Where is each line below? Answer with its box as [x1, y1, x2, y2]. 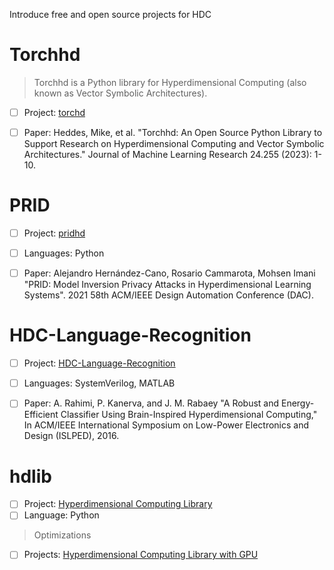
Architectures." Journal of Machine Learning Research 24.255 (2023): [23, 149, 312, 161]
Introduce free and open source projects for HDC [9, 9, 212, 20]
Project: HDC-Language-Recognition [23, 357, 176, 369]
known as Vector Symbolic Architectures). [33, 87, 208, 99]
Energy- [280, 397, 315, 409]
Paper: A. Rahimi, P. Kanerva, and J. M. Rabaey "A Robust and [23, 397, 280, 409]
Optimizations [33, 529, 92, 541]
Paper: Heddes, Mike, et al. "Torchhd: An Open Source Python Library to [23, 127, 323, 138]
